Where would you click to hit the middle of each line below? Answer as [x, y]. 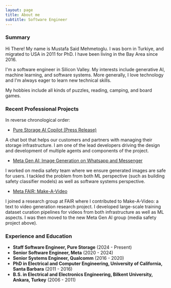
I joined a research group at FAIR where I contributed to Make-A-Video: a [82, 201]
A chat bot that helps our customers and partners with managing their [79, 140]
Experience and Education [39, 236]
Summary [18, 37]
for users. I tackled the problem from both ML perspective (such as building [85, 176]
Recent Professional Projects [42, 109]
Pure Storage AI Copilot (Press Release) [55, 130]
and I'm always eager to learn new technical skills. [58, 80]
